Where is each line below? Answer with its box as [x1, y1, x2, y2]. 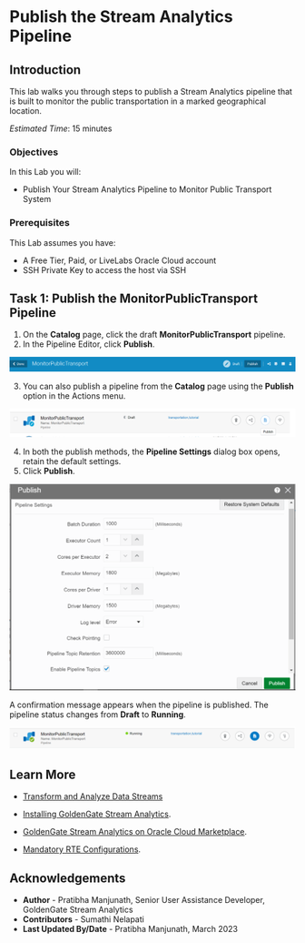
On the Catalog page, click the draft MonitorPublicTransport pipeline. [22, 330, 286, 340]
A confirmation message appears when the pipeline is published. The [9, 699, 270, 710]
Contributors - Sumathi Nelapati [22, 913, 145, 925]
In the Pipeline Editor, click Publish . [22, 339, 155, 350]
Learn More [9, 766, 76, 782]
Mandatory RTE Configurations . [22, 844, 142, 855]
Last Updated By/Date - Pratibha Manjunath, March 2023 [22, 923, 239, 934]
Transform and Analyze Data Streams [22, 791, 163, 802]
